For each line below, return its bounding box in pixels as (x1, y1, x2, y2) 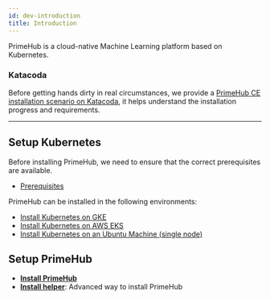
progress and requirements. (8, 105, 100, 115)
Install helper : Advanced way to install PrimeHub (19, 282, 183, 292)
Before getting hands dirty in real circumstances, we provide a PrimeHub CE (8, 87, 261, 97)
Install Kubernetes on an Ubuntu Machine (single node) (19, 229, 203, 239)
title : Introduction (8, 19, 78, 27)
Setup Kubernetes (8, 135, 102, 149)
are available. (8, 165, 53, 175)
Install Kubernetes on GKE (19, 212, 107, 221)
